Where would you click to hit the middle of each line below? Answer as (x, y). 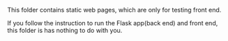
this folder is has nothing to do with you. (65, 30)
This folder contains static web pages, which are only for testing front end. (114, 10)
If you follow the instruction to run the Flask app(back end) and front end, (113, 23)
